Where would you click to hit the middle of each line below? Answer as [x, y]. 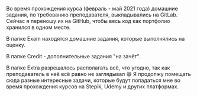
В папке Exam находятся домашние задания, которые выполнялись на [96, 39]
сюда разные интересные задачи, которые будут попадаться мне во [93, 80]
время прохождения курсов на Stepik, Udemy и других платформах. [93, 87]
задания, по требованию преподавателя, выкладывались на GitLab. [92, 15]
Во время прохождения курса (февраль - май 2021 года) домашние [92, 9]
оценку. [16, 45]
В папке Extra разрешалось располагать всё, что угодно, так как [88, 68]
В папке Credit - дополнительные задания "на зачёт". [73, 56]
